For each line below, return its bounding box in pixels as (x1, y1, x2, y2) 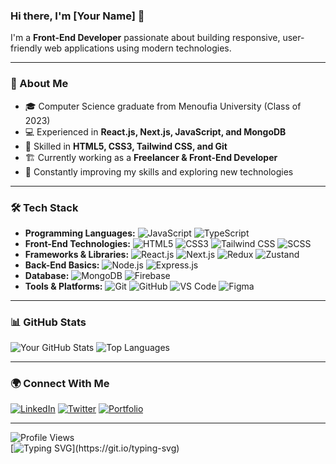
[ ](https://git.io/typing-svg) (10, 442, 180, 454)
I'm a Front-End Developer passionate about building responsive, (10, 32, 281, 44)
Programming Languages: (24, 227, 136, 239)
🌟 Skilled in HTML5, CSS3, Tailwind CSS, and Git (24, 140, 228, 152)
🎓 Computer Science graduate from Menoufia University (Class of (24, 100, 302, 112)
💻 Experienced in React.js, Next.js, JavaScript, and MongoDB (24, 125, 287, 138)
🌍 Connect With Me (10, 377, 110, 391)
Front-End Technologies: (24, 237, 131, 249)
